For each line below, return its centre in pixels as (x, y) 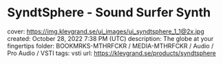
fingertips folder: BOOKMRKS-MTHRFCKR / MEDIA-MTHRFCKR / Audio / (110, 46)
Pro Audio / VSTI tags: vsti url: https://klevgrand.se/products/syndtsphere (111, 53)
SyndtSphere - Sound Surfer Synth (109, 13)
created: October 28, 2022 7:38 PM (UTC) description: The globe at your (110, 38)
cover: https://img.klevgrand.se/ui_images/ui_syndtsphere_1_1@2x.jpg (106, 31)
